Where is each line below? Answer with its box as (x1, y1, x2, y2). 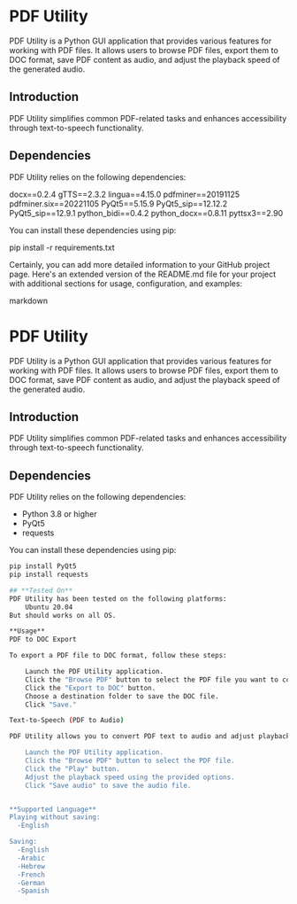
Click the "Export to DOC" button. (25, 683, 156, 692)
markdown (9, 295, 49, 306)
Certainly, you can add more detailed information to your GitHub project (9, 259, 270, 269)
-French (17, 870, 46, 879)
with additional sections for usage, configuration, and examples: (9, 277, 243, 289)
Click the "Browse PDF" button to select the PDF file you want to (25, 675, 278, 684)
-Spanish (17, 886, 49, 896)
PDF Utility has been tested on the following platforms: (9, 594, 227, 604)
